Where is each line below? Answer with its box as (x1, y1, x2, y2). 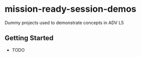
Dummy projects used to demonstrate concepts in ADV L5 (4, 20, 124, 26)
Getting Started (4, 34, 54, 42)
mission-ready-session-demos (4, 3, 137, 15)
